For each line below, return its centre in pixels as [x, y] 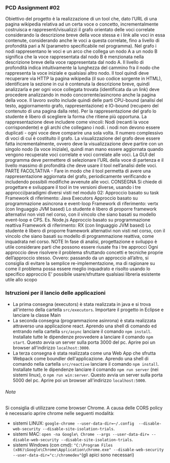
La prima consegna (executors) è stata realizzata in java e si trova [82, 304]
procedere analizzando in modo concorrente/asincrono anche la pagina [81, 95]
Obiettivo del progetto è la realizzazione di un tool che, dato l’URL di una [81, 19]
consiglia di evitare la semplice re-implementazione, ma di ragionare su [80, 263]
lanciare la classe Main [37, 315]
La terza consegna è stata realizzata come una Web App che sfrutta [84, 353]
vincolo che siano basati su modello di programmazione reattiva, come [80, 236]
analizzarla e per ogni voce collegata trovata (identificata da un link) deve [82, 90]
